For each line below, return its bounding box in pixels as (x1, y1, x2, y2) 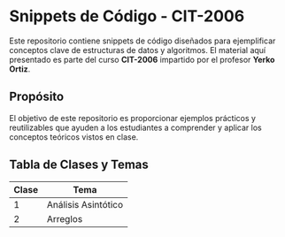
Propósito (9, 89, 65, 104)
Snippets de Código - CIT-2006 (9, 6, 245, 27)
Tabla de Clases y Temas (9, 157, 149, 172)
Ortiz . (9, 64, 31, 74)
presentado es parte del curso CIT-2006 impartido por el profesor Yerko (9, 54, 275, 65)
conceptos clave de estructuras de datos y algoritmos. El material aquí (9, 44, 266, 55)
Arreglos (46, 212, 83, 225)
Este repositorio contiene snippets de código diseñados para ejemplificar (9, 35, 276, 46)
